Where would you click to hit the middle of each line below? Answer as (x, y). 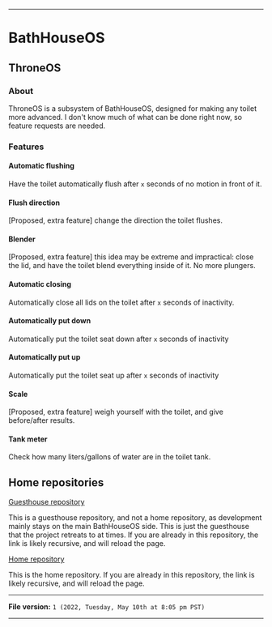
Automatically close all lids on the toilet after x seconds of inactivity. (121, 302)
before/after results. (42, 420)
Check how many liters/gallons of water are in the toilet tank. (110, 457)
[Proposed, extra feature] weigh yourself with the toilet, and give (116, 412)
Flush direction (34, 203)
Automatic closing (40, 284)
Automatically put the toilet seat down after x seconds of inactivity (119, 339)
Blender (22, 239)
